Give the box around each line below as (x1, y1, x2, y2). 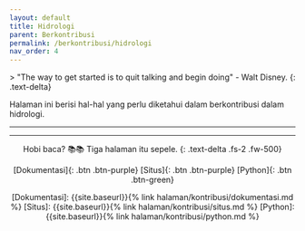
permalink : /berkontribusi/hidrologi (9, 38, 152, 48)
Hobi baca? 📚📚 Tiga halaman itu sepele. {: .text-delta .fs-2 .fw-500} (23, 144, 282, 155)
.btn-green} (130, 174, 175, 186)
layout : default (9, 13, 71, 23)
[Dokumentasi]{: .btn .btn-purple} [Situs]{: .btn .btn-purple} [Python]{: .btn (13, 165, 292, 176)
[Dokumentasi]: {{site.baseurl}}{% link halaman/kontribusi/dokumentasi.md (11, 192, 294, 203)
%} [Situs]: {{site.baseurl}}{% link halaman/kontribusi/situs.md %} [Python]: (10, 201, 295, 213)
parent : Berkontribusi (9, 30, 95, 39)
